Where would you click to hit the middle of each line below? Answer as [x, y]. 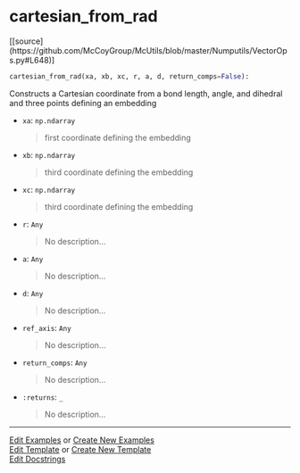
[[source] [26, 41]
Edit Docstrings [37, 459]
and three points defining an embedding [83, 103]
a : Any [33, 258]
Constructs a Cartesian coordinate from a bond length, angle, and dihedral [146, 93]
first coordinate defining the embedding [118, 137]
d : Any [33, 293]
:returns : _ [43, 397]
